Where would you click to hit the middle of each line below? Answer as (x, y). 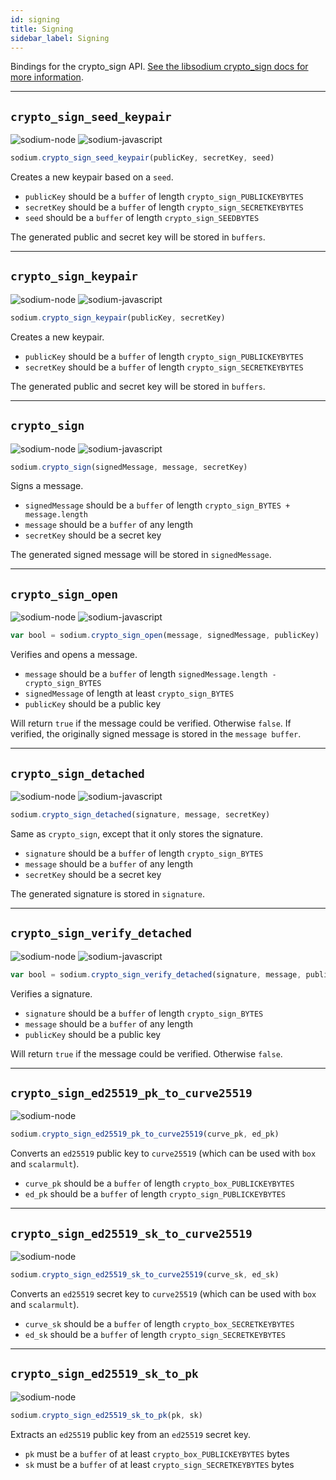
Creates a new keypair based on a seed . (92, 177)
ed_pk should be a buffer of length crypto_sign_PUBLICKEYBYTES (155, 1194)
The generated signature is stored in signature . (108, 893)
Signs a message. (47, 486)
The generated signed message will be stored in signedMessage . (141, 555)
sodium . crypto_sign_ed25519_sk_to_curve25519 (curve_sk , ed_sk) (145, 1275)
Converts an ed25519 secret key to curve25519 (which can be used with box (163, 1293)
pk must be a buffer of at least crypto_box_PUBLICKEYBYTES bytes (157, 1453)
